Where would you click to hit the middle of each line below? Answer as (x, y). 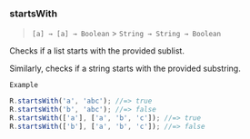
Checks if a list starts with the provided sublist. (97, 51)
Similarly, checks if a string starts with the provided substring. (125, 69)
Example (24, 85)
